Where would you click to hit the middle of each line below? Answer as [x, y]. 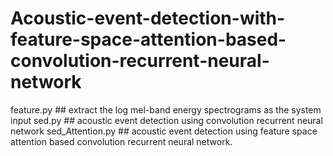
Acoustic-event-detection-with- [148, 18]
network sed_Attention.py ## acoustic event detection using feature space [164, 131]
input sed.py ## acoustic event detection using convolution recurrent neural [166, 120]
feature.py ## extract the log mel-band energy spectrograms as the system [166, 109]
